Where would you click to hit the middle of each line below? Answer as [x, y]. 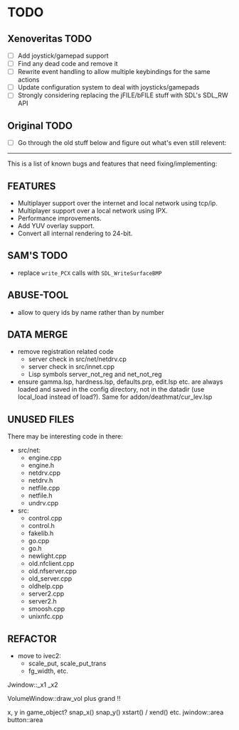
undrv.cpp [43, 503]
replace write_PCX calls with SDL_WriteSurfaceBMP [90, 273]
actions [28, 80]
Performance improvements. [59, 218]
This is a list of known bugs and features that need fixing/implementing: [112, 163]
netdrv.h [41, 481]
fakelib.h [41, 533]
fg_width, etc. [48, 671]
